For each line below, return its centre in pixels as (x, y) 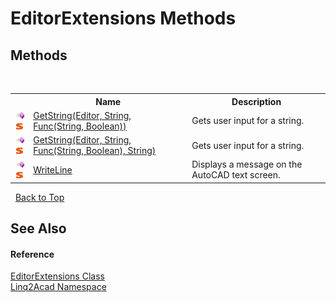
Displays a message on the (247, 164)
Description (256, 101)
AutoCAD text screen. (236, 175)
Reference (32, 254)
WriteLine (53, 169)
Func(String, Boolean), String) (95, 150)
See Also (38, 228)
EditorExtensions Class (57, 276)
